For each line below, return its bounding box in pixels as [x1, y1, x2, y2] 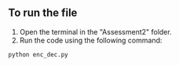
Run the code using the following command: [19, 35, 163, 45]
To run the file [8, 6, 78, 20]
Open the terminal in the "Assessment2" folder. [19, 27, 172, 36]
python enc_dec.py [8, 50, 68, 58]
